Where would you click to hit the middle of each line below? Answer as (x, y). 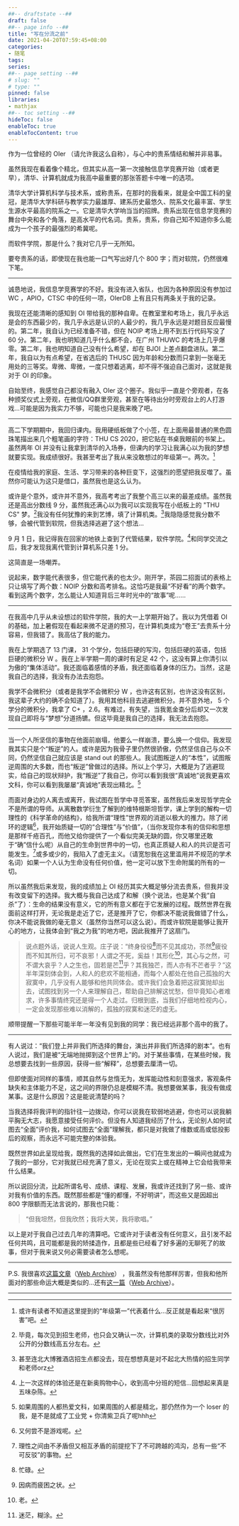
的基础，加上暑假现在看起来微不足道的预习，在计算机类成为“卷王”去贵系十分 (119, 626)
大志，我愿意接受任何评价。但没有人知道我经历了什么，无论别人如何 (126, 1120)
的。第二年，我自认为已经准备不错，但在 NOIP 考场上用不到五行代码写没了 (117, 331)
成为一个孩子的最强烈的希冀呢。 (55, 229)
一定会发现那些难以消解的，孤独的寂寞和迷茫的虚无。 (103, 1009)
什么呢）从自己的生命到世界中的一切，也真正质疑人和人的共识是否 (129, 844)
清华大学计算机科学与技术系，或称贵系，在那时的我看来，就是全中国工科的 (117, 193)
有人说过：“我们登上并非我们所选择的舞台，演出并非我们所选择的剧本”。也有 (119, 1046)
